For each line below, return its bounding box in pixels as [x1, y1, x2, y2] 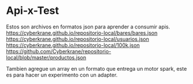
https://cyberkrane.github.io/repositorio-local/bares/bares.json [6, 29, 158, 36]
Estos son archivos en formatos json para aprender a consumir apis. [6, 23, 171, 30]
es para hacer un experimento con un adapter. [6, 71, 118, 78]
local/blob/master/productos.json [6, 54, 87, 61]
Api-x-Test [6, 4, 60, 17]
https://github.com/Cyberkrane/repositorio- [6, 48, 112, 54]
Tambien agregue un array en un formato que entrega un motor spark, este [6, 65, 187, 72]
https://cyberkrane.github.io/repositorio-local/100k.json [6, 42, 140, 49]
